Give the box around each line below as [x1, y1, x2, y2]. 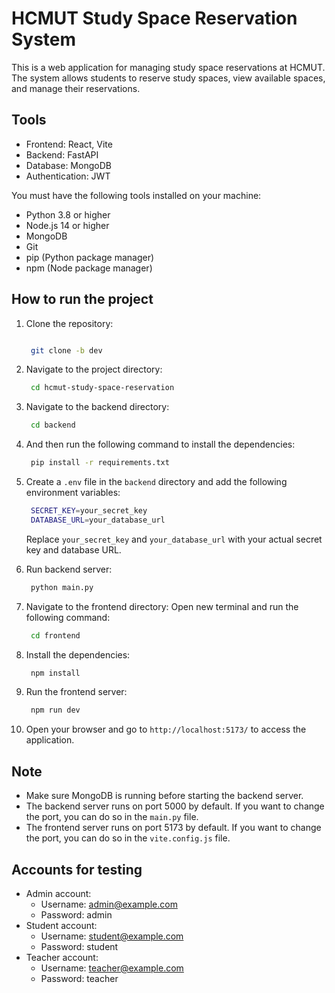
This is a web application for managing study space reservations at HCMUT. [11, 61, 326, 73]
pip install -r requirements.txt [30, 458, 170, 468]
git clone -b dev [30, 345, 103, 356]
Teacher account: [25, 951, 99, 963]
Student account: [25, 919, 98, 931]
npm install [30, 668, 81, 678]
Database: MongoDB [25, 159, 112, 171]
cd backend [30, 420, 76, 431]
